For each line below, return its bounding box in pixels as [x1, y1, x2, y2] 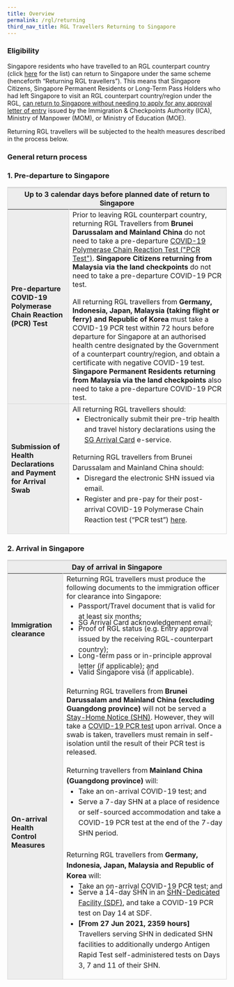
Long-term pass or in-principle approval [78, 651, 212, 661]
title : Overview [7, 10, 54, 17]
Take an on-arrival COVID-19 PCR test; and [78, 881, 223, 891]
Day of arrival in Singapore [72, 562, 162, 572]
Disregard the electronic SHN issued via [84, 473, 214, 482]
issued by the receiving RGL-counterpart [78, 634, 214, 644]
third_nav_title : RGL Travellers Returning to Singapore [7, 23, 176, 30]
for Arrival [11, 476, 47, 486]
